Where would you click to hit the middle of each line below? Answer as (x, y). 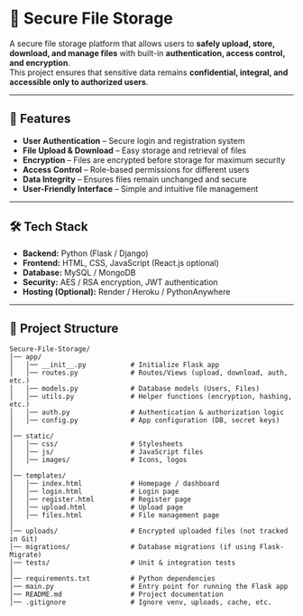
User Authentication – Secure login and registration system (133, 140)
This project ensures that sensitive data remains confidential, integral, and (149, 72)
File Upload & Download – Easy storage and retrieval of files (134, 150)
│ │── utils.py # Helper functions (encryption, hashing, (151, 397)
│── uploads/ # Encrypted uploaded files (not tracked (149, 531)
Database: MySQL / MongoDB (79, 272)
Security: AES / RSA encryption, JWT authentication (120, 282)
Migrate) (26, 555)
